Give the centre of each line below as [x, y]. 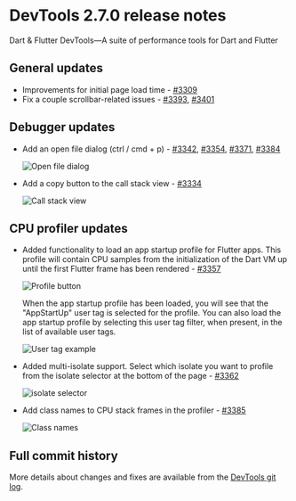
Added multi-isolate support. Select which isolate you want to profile [148, 366]
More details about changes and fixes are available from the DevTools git [143, 477]
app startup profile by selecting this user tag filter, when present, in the [152, 323]
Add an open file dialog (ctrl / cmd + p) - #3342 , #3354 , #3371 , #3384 [151, 149]
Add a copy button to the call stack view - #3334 [112, 183]
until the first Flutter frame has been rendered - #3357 [121, 269]
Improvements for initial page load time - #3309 [110, 89]
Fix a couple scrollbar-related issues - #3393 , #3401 [118, 99]
